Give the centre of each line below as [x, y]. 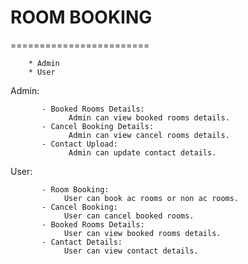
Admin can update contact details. [142, 152]
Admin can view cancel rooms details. [149, 135]
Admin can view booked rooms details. [149, 117]
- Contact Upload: [79, 144]
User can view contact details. [131, 251]
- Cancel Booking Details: [98, 126]
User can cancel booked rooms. [129, 216]
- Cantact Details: [82, 242]
